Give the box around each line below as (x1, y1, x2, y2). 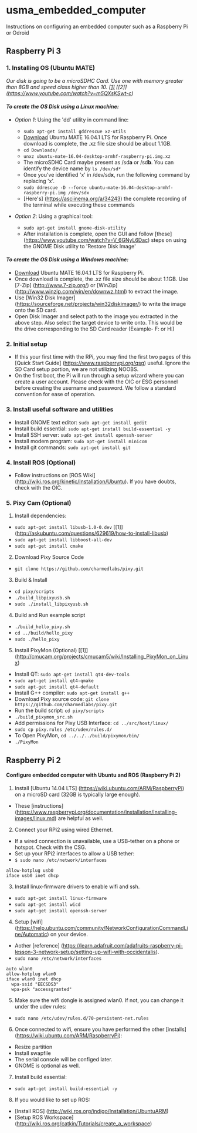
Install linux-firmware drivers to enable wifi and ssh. (14, 883, 140, 890)
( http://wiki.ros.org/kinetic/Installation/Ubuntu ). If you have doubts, (14, 478, 176, 485)
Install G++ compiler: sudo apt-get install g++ (14, 689, 130, 696)
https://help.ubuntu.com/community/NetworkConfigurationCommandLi (16, 924, 189, 931)
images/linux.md (14, 814, 55, 822)
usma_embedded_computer (6, 4, 146, 17)
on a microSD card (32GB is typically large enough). (14, 791, 141, 798)
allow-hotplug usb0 (6, 867, 54, 874)
